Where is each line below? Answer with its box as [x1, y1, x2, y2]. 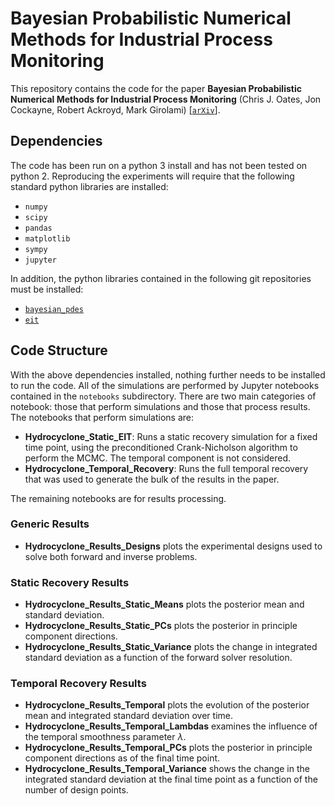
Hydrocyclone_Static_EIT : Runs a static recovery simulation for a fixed [24, 430, 318, 442]
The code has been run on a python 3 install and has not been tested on [10, 159, 308, 171]
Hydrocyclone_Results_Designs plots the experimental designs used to [24, 540, 323, 552]
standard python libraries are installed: [10, 180, 169, 192]
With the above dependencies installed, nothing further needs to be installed [10, 368, 326, 381]
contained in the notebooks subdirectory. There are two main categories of [10, 390, 317, 402]
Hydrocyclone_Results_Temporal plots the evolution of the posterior [24, 699, 310, 711]
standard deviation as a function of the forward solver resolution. [24, 652, 293, 664]
